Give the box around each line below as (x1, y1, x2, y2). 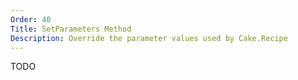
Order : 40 (10, 14, 52, 25)
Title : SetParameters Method (10, 24, 132, 34)
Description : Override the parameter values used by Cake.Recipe (10, 33, 288, 43)
